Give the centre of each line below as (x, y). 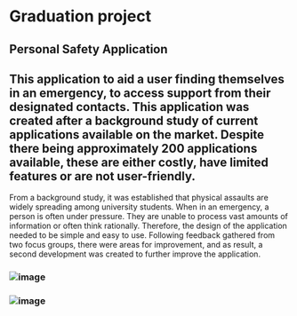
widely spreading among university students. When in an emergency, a (139, 207)
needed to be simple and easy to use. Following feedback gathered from (142, 235)
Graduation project (80, 16)
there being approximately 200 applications (133, 148)
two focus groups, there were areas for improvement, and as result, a (136, 245)
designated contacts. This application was (129, 107)
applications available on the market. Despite (137, 134)
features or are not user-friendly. (102, 176)
